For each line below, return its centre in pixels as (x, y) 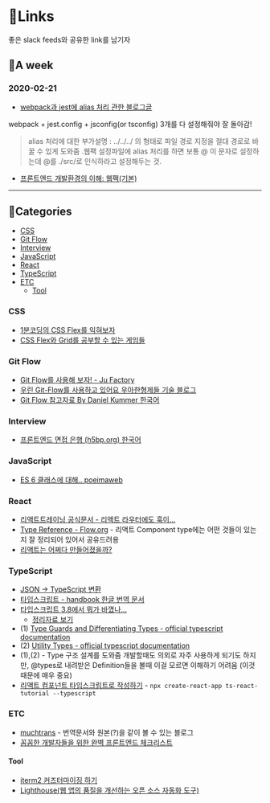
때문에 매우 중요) (46, 675)
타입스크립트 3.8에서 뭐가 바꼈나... (73, 609)
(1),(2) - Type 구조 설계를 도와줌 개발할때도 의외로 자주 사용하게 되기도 (131, 655)
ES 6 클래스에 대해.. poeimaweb (71, 479)
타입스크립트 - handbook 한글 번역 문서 (82, 600)
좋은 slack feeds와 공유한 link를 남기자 (70, 39)
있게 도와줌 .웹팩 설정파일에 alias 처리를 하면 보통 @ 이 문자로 (142, 151)
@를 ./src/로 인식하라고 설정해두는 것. (102, 161)
